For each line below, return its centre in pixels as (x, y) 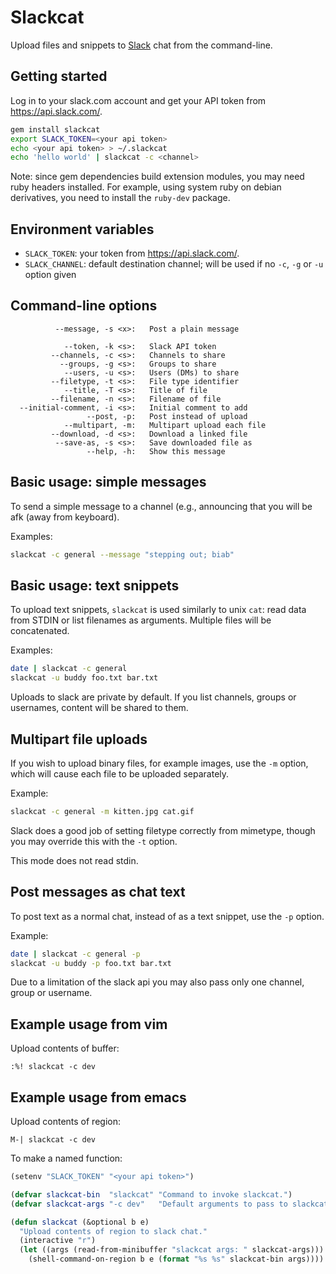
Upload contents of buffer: (65, 1048)
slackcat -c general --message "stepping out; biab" (122, 554)
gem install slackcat (55, 129)
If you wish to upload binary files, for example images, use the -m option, (159, 763)
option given (50, 275)
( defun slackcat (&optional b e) (80, 1222)
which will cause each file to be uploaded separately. (120, 773)
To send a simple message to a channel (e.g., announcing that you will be (161, 506)
